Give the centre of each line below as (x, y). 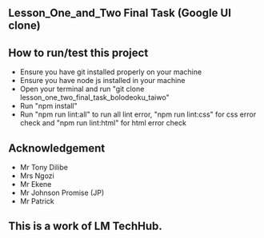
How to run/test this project (78, 52)
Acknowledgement (57, 148)
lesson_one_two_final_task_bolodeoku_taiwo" (94, 97)
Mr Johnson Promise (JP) (62, 193)
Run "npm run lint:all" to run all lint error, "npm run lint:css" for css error (138, 114)
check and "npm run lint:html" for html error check (103, 123)
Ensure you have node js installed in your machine (102, 81)
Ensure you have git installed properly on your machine (111, 72)
